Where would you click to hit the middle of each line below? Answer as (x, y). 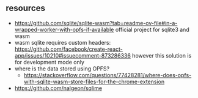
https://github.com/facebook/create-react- (68, 49)
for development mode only (50, 62)
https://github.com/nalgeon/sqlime (58, 88)
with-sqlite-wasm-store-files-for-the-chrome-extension (94, 81)
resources (25, 8)
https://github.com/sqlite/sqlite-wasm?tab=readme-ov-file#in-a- (96, 23)
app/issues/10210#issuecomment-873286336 (72, 55)
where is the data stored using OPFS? (62, 69)
